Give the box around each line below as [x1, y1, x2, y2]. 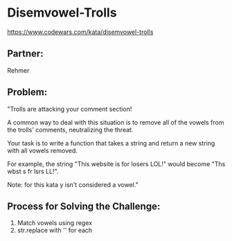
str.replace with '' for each [17, 226, 93, 235]
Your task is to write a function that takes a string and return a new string [7, 139, 215, 147]
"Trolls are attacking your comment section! [7, 105, 132, 113]
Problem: [7, 87, 48, 98]
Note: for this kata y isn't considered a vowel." [7, 180, 139, 188]
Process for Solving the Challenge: [7, 200, 161, 212]
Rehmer [7, 66, 30, 74]
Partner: [7, 48, 44, 60]
